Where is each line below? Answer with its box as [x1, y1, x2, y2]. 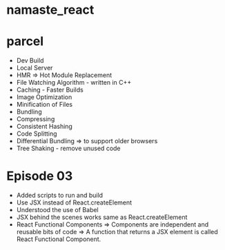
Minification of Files [16, 101, 73, 109]
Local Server [16, 64, 53, 72]
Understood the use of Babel [16, 206, 99, 214]
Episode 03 [6, 168, 73, 184]
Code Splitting [16, 129, 57, 138]
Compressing [16, 115, 55, 123]
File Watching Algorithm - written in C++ [16, 79, 132, 87]
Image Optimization [16, 93, 72, 101]
